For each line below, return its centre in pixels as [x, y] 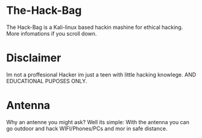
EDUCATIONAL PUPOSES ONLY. [47, 81]
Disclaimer [34, 58]
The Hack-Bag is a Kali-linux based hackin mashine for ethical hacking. [95, 27]
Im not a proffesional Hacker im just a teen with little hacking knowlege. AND [101, 74]
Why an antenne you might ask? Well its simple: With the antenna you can [98, 122]
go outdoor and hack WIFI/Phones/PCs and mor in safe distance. [87, 128]
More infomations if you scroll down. [52, 33]
